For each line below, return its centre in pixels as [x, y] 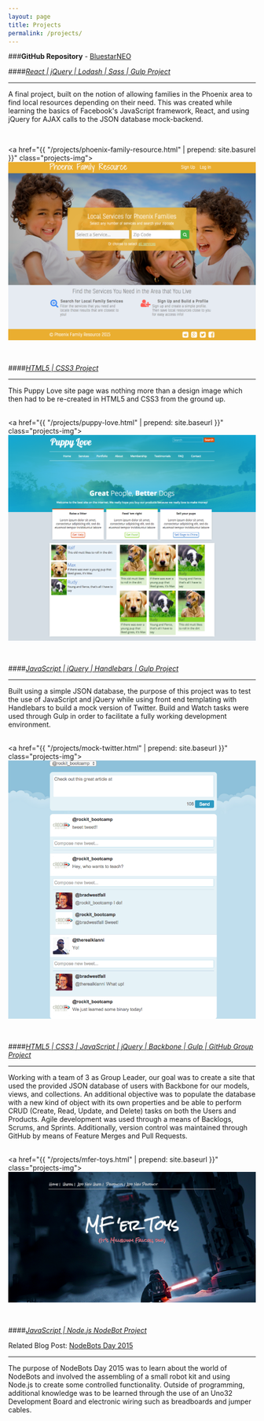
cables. [20, 1409]
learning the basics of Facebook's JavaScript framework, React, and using [129, 111]
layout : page [29, 16]
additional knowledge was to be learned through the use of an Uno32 [121, 1393]
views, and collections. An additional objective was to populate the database [132, 1094]
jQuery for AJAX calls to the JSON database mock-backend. [106, 119]
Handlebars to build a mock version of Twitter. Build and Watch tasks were [128, 708]
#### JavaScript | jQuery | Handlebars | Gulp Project [93, 668]
